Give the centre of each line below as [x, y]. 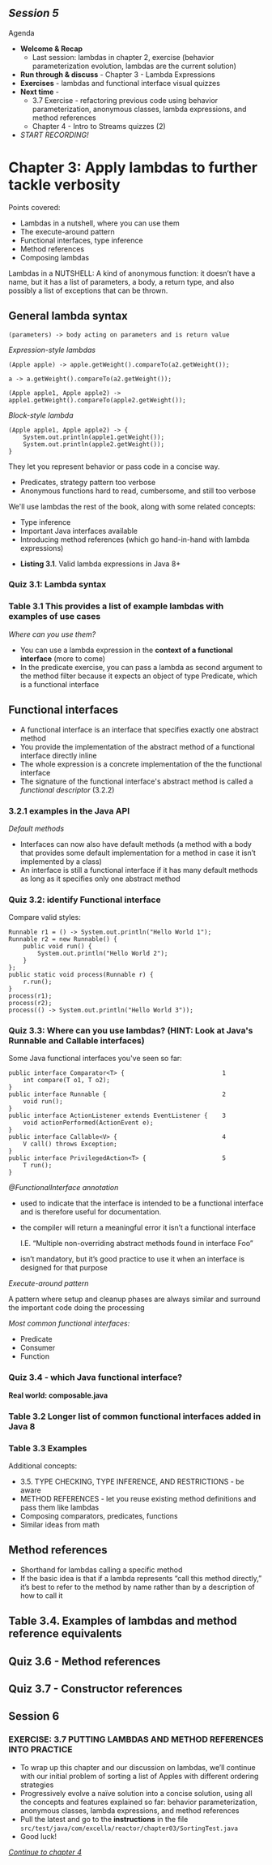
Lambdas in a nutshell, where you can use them [100, 223]
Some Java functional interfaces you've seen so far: [95, 1059]
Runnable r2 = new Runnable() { [63, 939]
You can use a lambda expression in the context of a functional [126, 650]
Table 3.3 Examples [48, 1448]
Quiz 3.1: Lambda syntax [57, 585]
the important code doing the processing [76, 1308]
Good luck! [38, 1836]
